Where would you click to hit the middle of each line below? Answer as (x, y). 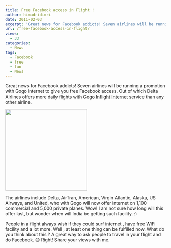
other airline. (19, 102)
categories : (18, 43)
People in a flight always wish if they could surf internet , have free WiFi (80, 224)
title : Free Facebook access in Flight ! (50, 10)
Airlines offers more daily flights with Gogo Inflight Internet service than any (85, 97)
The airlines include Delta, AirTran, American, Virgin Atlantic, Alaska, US (81, 198)
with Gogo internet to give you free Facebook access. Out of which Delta (82, 91)
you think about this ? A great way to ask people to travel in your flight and (83, 235)
